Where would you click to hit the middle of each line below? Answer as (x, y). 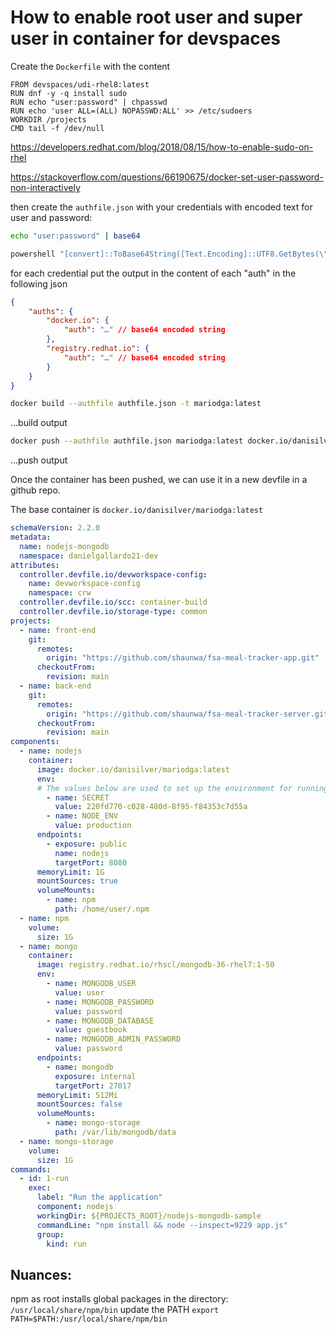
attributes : (35, 565)
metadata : (31, 537)
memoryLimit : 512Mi (77, 1095)
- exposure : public (87, 844)
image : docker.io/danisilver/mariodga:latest (133, 769)
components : (35, 742)
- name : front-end (58, 630)
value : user (79, 992)
